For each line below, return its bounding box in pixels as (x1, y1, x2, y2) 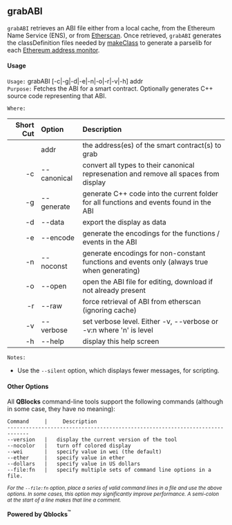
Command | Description (7, 418, 97, 426)
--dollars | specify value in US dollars (7, 461, 140, 468)
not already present (82, 286, 146, 296)
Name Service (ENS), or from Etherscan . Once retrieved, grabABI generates (7, 31, 222, 39)
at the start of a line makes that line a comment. (7, 497, 122, 504)
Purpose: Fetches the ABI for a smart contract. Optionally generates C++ (7, 84, 213, 93)
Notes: (7, 354, 26, 361)
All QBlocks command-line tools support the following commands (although (7, 397, 224, 406)
